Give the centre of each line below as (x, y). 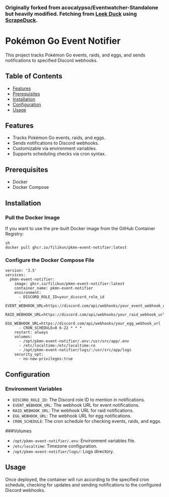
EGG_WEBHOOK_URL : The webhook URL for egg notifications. (72, 416)
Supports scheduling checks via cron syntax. (59, 154)
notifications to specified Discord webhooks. (52, 60)
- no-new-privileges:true (46, 359)
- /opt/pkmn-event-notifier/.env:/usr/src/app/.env (74, 341)
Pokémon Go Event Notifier (63, 41)
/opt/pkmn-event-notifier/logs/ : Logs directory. (63, 451)
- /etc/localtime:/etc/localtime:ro (57, 346)
